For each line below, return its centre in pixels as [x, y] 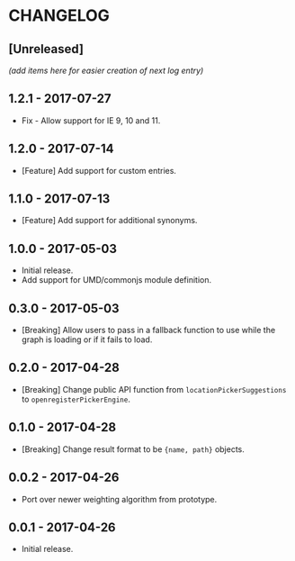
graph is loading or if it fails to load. [87, 339]
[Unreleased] [46, 49]
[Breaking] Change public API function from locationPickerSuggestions [154, 389]
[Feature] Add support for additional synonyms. [109, 221]
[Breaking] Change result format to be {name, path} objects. [133, 449]
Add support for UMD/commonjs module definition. [116, 280]
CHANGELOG [59, 16]
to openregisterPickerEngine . [76, 399]
